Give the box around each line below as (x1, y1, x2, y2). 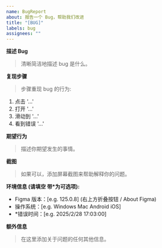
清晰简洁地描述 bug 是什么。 (20, 60, 91, 67)
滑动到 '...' (14, 113, 39, 120)
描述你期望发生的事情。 (20, 146, 78, 153)
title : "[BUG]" (6, 20, 44, 25)
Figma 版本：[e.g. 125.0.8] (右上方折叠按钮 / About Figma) (14, 196, 157, 203)
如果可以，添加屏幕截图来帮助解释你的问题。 (20, 170, 131, 178)
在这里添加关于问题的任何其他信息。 (20, 236, 110, 243)
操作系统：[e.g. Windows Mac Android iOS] (14, 203, 122, 210)
